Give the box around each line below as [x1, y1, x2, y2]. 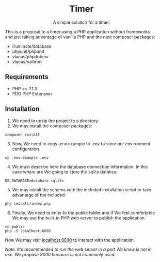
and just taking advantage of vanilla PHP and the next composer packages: [5, 34, 155, 40]
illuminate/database [12, 43, 52, 49]
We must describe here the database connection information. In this [12, 164, 148, 170]
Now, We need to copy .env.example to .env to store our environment [12, 140, 151, 146]
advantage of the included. [12, 192, 66, 198]
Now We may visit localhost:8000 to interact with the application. [5, 237, 135, 243]
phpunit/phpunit [12, 48, 45, 54]
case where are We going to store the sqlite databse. [12, 169, 118, 175]
